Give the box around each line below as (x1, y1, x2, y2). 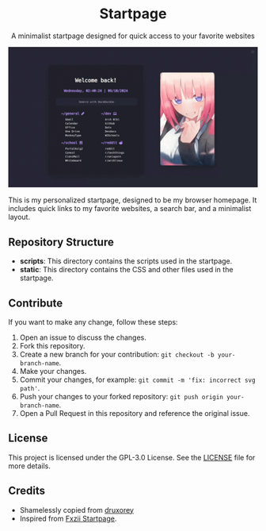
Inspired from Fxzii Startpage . (19, 514, 117, 523)
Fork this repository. (19, 341, 85, 351)
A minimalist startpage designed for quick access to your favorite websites (11, 31, 255, 40)
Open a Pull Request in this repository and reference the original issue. (19, 409, 250, 418)
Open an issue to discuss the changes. (19, 333, 146, 342)
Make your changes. (19, 367, 87, 376)
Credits (8, 484, 46, 498)
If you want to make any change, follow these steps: (8, 317, 178, 327)
